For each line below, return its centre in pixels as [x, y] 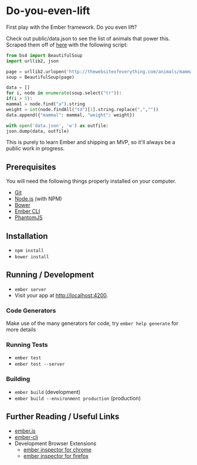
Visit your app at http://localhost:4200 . [61, 295]
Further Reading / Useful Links [63, 417]
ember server [30, 289]
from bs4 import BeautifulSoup [44, 55]
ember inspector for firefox [56, 456]
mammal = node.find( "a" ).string [45, 104]
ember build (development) [47, 392]
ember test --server [40, 364]
